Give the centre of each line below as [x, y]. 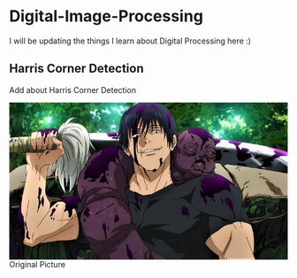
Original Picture [38, 264]
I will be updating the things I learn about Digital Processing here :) [130, 41]
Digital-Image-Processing [106, 16]
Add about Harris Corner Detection [73, 89]
